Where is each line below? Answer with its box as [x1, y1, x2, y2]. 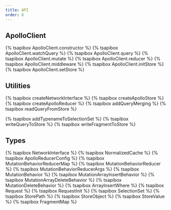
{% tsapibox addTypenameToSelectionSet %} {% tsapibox [5, 116, 129, 122]
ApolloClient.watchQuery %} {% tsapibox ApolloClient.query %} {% [5, 50, 149, 56]
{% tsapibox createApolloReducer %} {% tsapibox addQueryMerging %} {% [5, 100, 166, 107]
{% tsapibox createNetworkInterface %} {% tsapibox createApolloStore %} [5, 95, 164, 101]
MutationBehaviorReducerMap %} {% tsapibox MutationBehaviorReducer [5, 160, 161, 166]
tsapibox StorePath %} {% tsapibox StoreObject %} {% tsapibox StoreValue [5, 193, 165, 199]
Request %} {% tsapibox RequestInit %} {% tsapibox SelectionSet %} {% [5, 187, 160, 194]
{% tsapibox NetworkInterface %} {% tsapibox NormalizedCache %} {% [5, 150, 158, 156]
